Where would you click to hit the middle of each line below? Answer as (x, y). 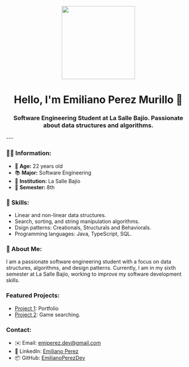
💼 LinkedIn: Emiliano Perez (47, 351)
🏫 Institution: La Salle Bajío (47, 181)
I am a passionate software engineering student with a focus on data (89, 262)
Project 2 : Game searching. (47, 314)
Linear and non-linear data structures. (60, 215)
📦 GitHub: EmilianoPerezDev (50, 358)
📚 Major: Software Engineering (53, 173)
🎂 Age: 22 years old (39, 166)
